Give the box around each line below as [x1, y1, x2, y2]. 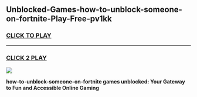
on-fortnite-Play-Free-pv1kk [6, 14, 113, 24]
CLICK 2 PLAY [6, 53, 47, 62]
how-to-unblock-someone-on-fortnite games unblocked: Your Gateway [6, 78, 186, 85]
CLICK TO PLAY [6, 32, 52, 40]
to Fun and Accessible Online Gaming [6, 84, 100, 91]
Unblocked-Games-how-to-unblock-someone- [6, 5, 183, 15]
